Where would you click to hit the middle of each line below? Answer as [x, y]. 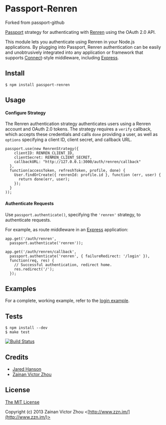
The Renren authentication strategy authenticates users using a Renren [78, 124]
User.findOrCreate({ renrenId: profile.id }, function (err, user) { [88, 175]
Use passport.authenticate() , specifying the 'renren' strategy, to [73, 214]
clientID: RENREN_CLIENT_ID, [44, 153]
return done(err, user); [44, 179]
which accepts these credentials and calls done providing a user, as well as [82, 135]
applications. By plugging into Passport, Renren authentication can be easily [83, 47]
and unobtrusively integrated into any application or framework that [74, 52]
